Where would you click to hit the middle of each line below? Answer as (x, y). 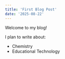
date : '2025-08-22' (25, 14)
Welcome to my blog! (26, 27)
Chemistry (22, 46)
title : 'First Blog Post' (31, 9)
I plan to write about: (26, 37)
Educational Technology (36, 51)
